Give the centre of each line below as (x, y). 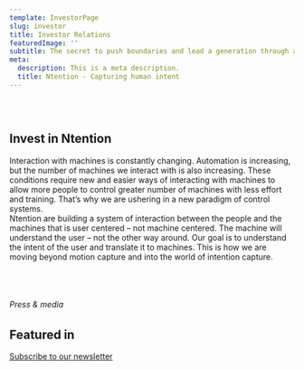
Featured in (42, 334)
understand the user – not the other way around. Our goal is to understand (148, 237)
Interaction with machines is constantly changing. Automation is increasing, (150, 160)
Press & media (37, 305)
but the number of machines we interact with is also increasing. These (140, 170)
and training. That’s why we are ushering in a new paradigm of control (140, 199)
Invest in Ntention (61, 139)
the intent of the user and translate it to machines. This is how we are (138, 247)
